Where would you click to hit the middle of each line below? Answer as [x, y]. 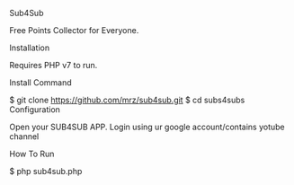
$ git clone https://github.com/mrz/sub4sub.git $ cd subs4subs [127, 100]
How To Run [32, 154]
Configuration [35, 110]
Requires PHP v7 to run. [53, 65]
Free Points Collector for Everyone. [74, 30]
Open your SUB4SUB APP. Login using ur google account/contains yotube [147, 127]
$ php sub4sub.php [46, 171]
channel [24, 137]
